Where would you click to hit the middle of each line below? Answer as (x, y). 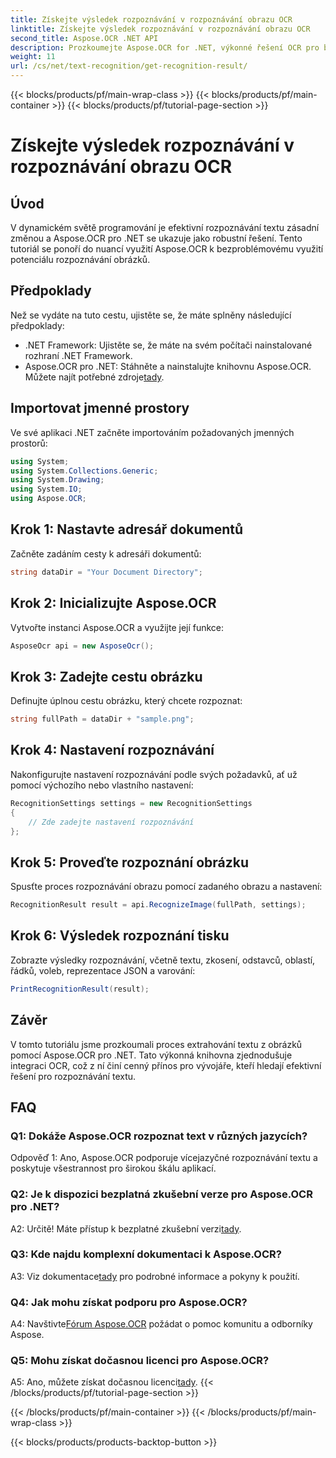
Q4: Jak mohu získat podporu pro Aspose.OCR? (129, 1302)
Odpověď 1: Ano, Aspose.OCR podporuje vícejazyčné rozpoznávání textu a (164, 1158)
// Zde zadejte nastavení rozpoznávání (111, 822)
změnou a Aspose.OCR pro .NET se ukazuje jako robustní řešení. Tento (156, 238)
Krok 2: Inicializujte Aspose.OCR (113, 603)
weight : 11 (33, 57)
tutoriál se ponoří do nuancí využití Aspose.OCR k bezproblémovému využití (167, 249)
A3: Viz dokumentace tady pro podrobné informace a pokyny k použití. (155, 1276)
